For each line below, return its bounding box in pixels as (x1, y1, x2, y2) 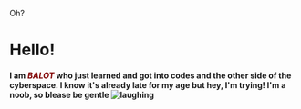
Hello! (9, 40, 56, 60)
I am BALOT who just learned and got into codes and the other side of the (9, 70, 292, 81)
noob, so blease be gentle (9, 89, 109, 100)
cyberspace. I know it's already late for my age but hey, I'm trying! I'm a (9, 79, 286, 90)
